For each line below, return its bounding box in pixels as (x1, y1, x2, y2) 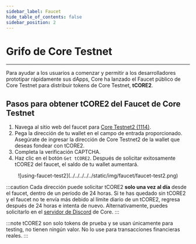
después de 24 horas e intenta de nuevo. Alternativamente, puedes (6, 202, 168, 209)
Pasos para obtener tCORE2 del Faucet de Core (6, 99, 181, 109)
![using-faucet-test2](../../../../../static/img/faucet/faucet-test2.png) (17, 172, 178, 179)
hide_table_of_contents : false (6, 14, 82, 20)
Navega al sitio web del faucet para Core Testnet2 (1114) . (14, 123, 152, 130)
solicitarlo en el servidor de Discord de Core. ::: (6, 208, 120, 215)
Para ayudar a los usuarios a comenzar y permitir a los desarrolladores (6, 70, 176, 77)
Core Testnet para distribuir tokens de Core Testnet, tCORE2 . (6, 82, 153, 89)
